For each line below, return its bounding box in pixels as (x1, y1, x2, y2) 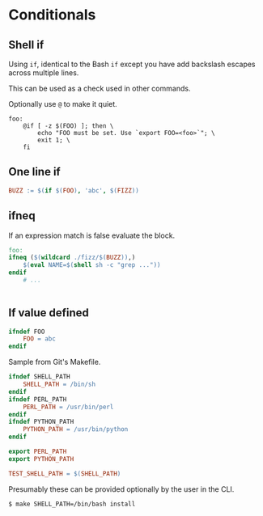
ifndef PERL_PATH (8, 395, 67, 404)
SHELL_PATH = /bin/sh (23, 380, 95, 389)
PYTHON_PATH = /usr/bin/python (23, 425, 129, 434)
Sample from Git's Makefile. (8, 357, 101, 367)
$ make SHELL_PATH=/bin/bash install (8, 500, 136, 508)
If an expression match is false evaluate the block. (8, 231, 176, 240)
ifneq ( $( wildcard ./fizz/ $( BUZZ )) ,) (8, 253, 136, 262)
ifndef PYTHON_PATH (8, 418, 74, 426)
